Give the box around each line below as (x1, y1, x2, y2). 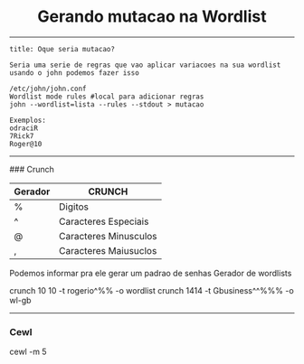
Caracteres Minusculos (58, 229, 157, 242)
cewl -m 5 (9, 346, 47, 358)
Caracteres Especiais (58, 215, 149, 228)
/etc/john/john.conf (9, 84, 88, 93)
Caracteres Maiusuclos (58, 244, 157, 257)
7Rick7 (9, 131, 34, 141)
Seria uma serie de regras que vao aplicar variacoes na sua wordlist (9, 61, 281, 70)
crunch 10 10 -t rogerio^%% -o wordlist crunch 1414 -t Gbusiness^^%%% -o (9, 285, 294, 295)
